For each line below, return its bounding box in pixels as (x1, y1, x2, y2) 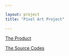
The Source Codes (5, 45, 45, 51)
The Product (5, 35, 31, 41)
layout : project (5, 12, 40, 17)
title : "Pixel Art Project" (5, 16, 65, 22)
